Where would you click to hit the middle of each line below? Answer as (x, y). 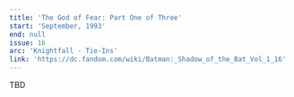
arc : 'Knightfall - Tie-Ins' (64, 51)
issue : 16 (28, 43)
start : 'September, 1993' (57, 26)
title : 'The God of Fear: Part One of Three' (95, 18)
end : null (28, 34)
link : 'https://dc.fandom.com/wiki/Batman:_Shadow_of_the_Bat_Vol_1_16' (148, 59)
